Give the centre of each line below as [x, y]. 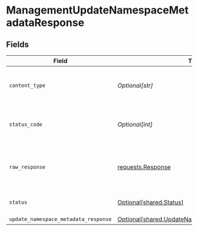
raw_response [27, 167]
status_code [26, 124]
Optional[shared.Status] [151, 202]
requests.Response [144, 167]
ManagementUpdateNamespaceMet [97, 10]
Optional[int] [135, 124]
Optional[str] [135, 86]
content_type [27, 86]
